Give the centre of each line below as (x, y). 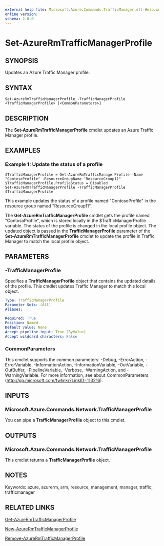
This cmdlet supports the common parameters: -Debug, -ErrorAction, (75, 360)
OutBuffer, (15, 370)
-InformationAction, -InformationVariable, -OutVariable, (89, 364)
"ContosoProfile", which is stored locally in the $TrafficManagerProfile (76, 221)
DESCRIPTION (27, 118)
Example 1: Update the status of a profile (54, 164)
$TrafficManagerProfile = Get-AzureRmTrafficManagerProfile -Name (74, 174)
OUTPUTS (21, 435)
